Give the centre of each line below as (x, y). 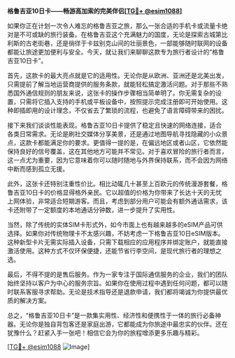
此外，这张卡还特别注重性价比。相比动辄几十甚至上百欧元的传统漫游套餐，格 (117, 184)
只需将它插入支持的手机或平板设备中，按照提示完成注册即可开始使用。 (120, 102)
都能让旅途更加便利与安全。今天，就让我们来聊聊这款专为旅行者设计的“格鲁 (116, 52)
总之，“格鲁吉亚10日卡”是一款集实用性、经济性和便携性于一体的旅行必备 (111, 315)
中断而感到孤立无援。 (38, 169)
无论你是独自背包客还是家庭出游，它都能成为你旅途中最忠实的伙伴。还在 (123, 324)
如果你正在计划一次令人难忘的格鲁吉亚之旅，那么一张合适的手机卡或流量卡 (114, 26)
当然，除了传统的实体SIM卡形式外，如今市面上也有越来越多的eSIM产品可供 (115, 225)
